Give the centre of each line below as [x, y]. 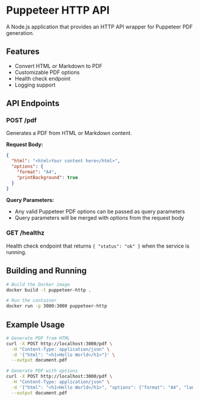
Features [23, 52]
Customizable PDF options [47, 72]
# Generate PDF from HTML [38, 338]
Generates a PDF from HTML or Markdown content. [69, 133]
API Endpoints [33, 103]
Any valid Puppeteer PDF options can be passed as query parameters [100, 211]
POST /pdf [22, 120]
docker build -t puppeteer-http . [49, 290]
